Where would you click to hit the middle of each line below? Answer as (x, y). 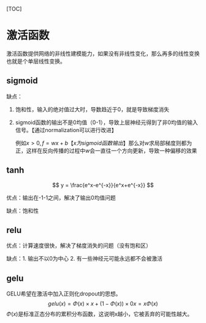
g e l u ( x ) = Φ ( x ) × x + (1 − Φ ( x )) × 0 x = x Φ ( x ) (103, 304)
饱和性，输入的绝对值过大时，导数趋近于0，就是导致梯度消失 (92, 109)
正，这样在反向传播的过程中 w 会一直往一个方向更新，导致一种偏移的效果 (106, 150)
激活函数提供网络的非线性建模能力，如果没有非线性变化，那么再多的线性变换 (103, 53)
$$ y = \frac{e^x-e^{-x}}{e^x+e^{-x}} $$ (103, 185)
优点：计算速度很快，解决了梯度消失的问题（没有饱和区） (79, 246)
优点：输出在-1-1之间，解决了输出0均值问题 (61, 198)
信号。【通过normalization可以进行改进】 (66, 130)
